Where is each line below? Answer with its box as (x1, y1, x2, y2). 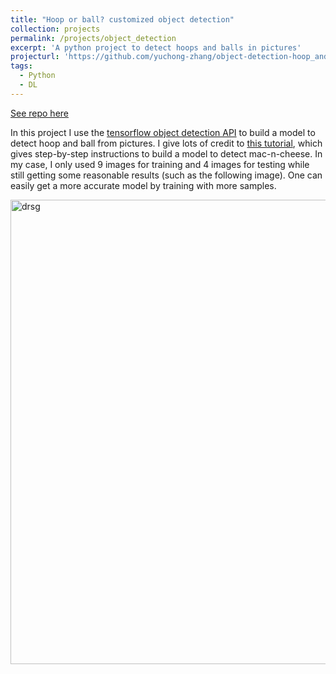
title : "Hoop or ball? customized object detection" (10, 14, 235, 25)
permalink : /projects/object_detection (10, 33, 177, 43)
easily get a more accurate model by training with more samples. (10, 179, 277, 191)
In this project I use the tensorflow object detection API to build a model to (10, 126, 316, 138)
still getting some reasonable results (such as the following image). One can (10, 169, 323, 181)
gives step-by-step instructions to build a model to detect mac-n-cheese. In (10, 147, 323, 160)
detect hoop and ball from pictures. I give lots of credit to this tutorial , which (10, 137, 323, 149)
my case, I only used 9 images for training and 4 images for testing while (10, 158, 310, 170)
